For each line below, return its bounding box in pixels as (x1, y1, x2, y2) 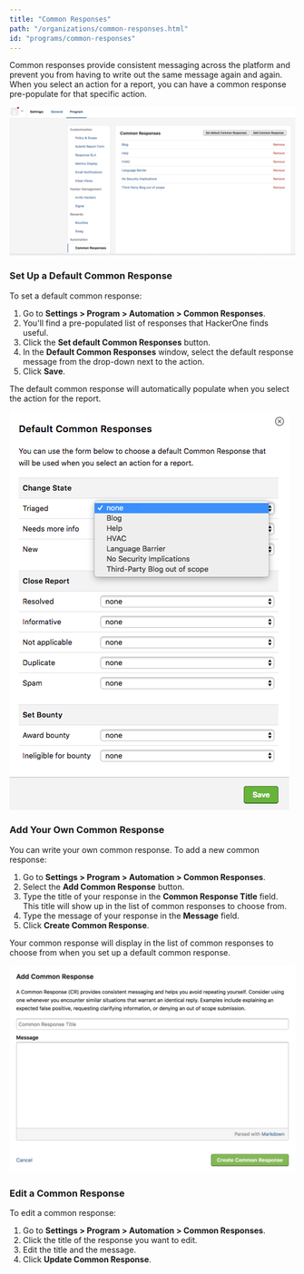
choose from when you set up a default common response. (9, 946, 231, 957)
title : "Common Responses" (9, 15, 112, 24)
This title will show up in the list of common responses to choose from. (22, 900, 288, 911)
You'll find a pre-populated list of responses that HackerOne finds (22, 318, 270, 328)
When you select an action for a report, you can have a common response (9, 79, 287, 90)
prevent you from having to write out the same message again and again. (9, 69, 283, 81)
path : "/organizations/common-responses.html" (9, 24, 189, 34)
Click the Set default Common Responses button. (22, 337, 211, 348)
